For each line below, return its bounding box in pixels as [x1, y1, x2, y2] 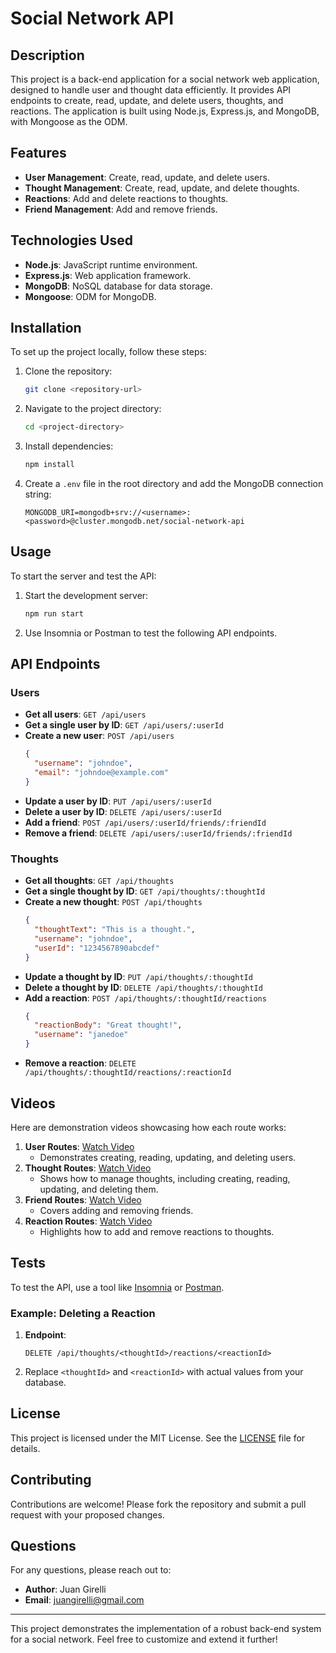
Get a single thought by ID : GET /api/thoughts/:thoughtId [24, 885, 266, 897]
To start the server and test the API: [10, 570, 157, 582]
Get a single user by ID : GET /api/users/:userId [24, 719, 224, 731]
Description [10, 47, 85, 64]
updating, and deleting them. [39, 1183, 159, 1195]
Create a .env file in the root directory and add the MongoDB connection [24, 478, 324, 490]
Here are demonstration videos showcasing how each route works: [10, 1121, 287, 1133]
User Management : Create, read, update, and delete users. [24, 171, 270, 183]
